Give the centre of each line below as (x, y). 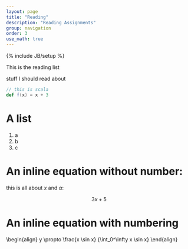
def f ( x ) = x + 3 (27, 95)
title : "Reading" (27, 17)
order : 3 (17, 34)
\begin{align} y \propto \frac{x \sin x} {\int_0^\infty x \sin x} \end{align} (92, 239)
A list (19, 118)
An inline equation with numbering (92, 223)
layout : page (22, 12)
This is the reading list (33, 67)
